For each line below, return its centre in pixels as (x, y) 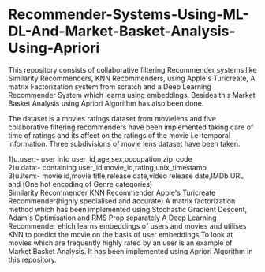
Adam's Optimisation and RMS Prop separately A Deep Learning (112, 218)
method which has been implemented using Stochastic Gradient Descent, (127, 209)
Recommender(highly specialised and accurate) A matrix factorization (122, 201)
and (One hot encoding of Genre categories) (80, 184)
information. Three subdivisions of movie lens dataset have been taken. (124, 143)
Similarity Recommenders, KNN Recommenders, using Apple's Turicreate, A (132, 78)
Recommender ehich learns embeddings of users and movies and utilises (127, 225)
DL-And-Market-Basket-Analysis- (122, 31)
